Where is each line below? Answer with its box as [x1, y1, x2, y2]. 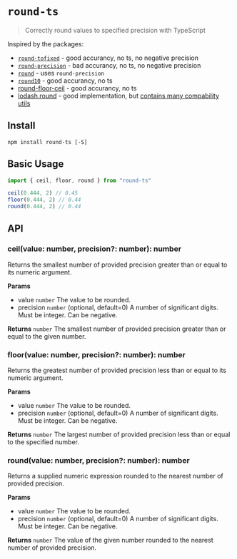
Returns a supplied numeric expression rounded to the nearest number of [7, 472, 223, 481]
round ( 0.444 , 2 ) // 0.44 [7, 203, 81, 210]
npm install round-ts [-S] [7, 138, 88, 145]
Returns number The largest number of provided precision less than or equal [7, 430, 231, 439]
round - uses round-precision [17, 68, 105, 77]
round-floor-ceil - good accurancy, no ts [17, 83, 137, 92]
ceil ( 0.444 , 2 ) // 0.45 [7, 190, 79, 197]
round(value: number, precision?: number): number [7, 455, 191, 465]
